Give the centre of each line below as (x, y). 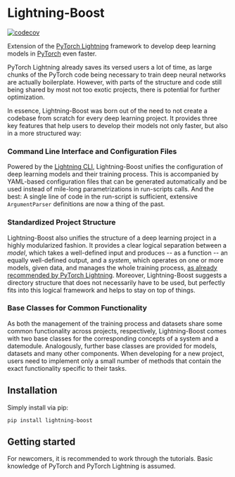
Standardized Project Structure (62, 222)
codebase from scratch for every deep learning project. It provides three (113, 118)
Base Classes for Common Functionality (77, 308)
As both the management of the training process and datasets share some (115, 323)
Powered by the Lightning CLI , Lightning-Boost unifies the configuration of (115, 167)
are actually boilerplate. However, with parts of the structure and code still (115, 82)
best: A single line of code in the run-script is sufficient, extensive (103, 197)
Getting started (42, 442)
